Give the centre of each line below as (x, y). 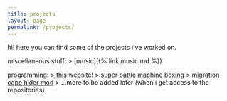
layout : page (27, 21)
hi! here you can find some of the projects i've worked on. (92, 48)
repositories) (26, 90)
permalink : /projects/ (41, 27)
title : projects (31, 14)
